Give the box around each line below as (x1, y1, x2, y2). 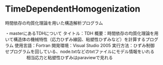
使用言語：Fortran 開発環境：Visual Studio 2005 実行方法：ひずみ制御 (14, 42, 155, 48)
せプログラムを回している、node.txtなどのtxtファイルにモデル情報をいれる (5, 49, 155, 54)
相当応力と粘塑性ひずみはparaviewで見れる (26, 54, 113, 60)
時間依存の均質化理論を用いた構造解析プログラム (5, 20, 103, 26)
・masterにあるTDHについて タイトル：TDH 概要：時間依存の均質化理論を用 (5, 30, 159, 36)
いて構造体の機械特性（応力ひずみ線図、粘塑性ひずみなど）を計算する (5, 36, 146, 42)
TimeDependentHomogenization (5, 3, 141, 15)
